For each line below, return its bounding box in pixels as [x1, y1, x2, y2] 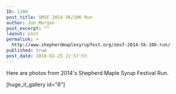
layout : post [6, 31, 39, 37]
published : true [6, 48, 47, 54]
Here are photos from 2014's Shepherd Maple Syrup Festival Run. [6, 69, 169, 76]
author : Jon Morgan [6, 20, 55, 26]
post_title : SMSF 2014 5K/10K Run [6, 14, 93, 20]
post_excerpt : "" [6, 25, 50, 32]
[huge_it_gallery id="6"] [6, 81, 65, 88]
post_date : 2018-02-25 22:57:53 [6, 53, 87, 59]
